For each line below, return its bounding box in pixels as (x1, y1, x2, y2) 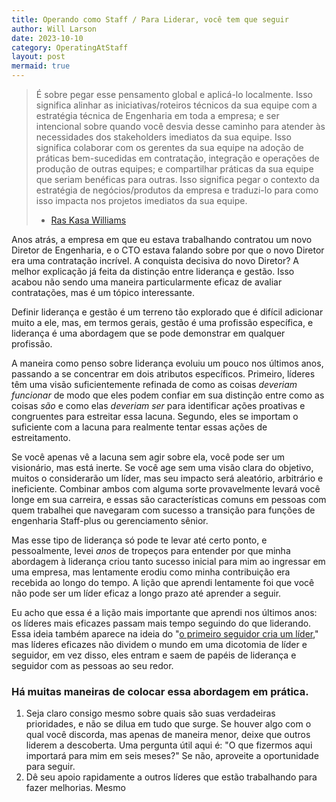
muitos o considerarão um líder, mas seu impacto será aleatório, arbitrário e (11, 472, 324, 484)
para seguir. (25, 761, 76, 773)
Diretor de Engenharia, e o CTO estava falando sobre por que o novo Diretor (11, 244, 325, 256)
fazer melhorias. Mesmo (25, 782, 126, 794)
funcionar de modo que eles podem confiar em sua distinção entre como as (11, 389, 325, 401)
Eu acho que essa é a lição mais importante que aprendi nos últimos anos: (11, 607, 318, 618)
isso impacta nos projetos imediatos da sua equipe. (35, 195, 248, 206)
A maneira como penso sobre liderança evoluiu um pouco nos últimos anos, (11, 357, 324, 369)
